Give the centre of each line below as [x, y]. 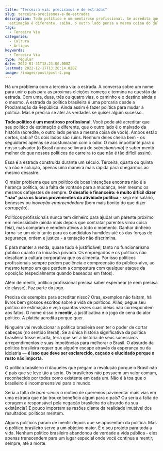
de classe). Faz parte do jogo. [35, 288]
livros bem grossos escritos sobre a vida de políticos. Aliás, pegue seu [75, 302]
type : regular [19, 59]
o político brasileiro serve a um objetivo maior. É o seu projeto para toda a [79, 428]
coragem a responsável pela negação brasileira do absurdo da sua [72, 403]
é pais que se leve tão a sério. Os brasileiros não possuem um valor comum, [81, 373]
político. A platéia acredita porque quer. [44, 318]
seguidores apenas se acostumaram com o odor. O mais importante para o [80, 142]
